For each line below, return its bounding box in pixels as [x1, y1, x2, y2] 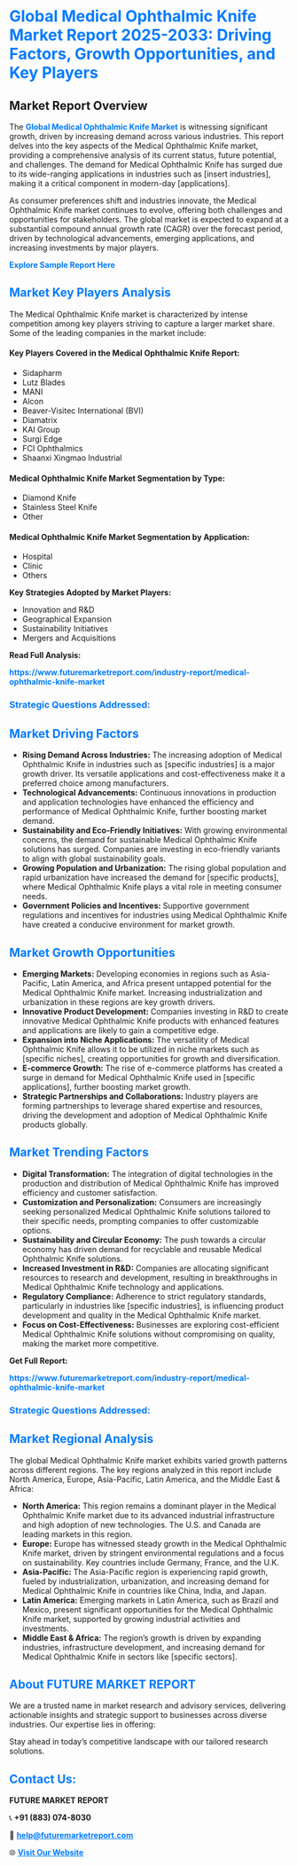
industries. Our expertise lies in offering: [9, 1719, 156, 1730]
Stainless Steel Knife [21, 502, 98, 513]
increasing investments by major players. [9, 242, 160, 253]
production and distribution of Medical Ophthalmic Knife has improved [21, 1178, 279, 1188]
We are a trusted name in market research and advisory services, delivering [9, 1700, 286, 1711]
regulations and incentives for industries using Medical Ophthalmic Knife [21, 910, 288, 921]
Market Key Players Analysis [9, 286, 171, 301]
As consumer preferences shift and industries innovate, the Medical [9, 195, 257, 206]
